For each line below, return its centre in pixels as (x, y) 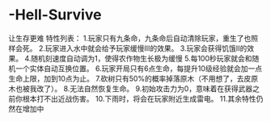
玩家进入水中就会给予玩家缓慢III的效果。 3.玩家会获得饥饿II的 (146, 48)
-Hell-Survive (55, 15)
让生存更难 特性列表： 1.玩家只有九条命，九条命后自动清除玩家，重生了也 (130, 38)
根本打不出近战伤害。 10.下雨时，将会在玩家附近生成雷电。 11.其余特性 (139, 98)
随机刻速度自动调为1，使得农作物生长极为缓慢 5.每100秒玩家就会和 (142, 58)
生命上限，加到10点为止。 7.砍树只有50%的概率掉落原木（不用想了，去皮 (130, 78)
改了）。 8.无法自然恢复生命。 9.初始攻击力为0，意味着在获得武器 (144, 88)
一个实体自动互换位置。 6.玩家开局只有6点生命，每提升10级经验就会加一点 (139, 68)
